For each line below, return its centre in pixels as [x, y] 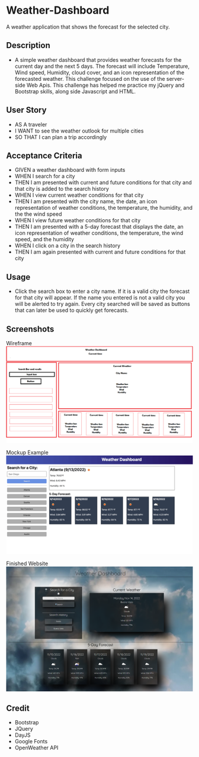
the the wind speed [38, 214]
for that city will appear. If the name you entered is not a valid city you [100, 298]
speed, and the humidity [44, 239]
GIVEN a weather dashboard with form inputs [70, 170]
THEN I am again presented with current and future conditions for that [100, 252]
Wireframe [19, 343]
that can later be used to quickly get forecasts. [72, 310]
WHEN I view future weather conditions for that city [78, 220]
